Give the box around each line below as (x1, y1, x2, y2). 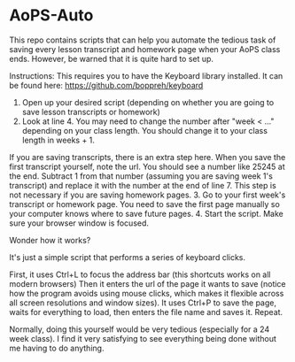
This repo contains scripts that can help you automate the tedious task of (9, 35, 276, 45)
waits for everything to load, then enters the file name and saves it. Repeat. (9, 306, 283, 317)
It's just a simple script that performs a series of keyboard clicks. (9, 251, 246, 262)
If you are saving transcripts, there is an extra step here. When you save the (9, 151, 286, 162)
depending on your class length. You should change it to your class (21, 125, 268, 135)
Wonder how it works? (9, 235, 91, 245)
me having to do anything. (9, 343, 105, 353)
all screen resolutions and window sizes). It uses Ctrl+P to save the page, (9, 297, 277, 308)
